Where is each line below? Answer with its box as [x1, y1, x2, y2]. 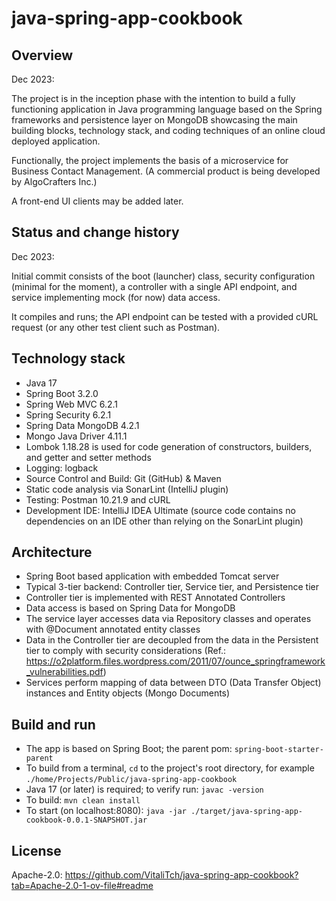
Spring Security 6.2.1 [25, 408, 112, 421]
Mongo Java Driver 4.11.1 [25, 430, 128, 442]
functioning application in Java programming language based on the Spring [11, 103, 323, 115]
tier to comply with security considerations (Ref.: [25, 645, 227, 657]
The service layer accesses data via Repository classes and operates [25, 613, 312, 625]
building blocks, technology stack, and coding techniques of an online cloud [11, 125, 326, 136]
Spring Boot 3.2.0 [25, 387, 99, 399]
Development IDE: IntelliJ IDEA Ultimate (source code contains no [25, 504, 296, 516]
